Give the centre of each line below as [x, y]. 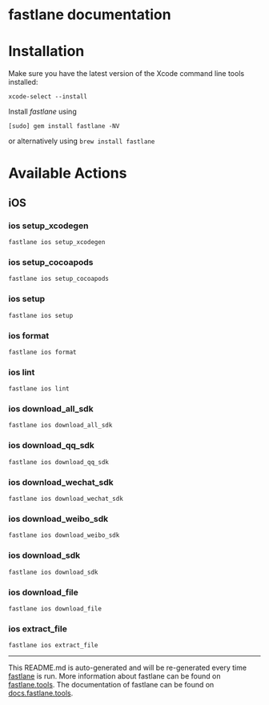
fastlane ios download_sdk [53, 572]
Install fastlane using [43, 112]
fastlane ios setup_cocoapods [59, 279]
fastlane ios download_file [55, 609]
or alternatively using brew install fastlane [82, 141]
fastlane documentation [90, 15]
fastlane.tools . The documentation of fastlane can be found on [111, 685]
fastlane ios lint [39, 389]
